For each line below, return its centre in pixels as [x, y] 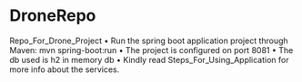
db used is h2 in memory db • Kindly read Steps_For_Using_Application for [149, 59]
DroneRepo [53, 16]
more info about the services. [65, 69]
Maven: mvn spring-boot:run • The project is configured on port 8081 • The [151, 50]
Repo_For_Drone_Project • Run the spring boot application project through [149, 41]
